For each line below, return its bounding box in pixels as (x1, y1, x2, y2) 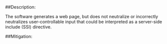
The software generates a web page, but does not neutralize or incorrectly (5, 14, 159, 19)
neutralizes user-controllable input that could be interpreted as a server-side (5, 19, 163, 24)
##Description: (5, 4, 36, 10)
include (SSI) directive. (5, 24, 52, 30)
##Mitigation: (5, 34, 32, 39)
